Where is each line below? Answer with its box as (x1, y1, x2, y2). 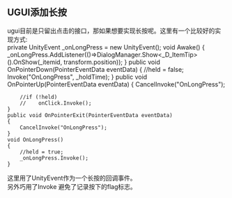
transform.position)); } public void (63, 58, 160, 66)
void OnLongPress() (7, 136, 64, 143)
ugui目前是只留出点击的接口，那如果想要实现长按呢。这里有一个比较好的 (7, 26, 215, 35)
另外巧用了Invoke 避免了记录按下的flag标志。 (7, 182, 137, 190)
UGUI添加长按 (7, 6, 68, 19)
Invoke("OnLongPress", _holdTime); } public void (7, 73, 148, 81)
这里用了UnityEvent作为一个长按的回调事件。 (7, 174, 137, 182)
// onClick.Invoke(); (20, 100, 92, 107)
